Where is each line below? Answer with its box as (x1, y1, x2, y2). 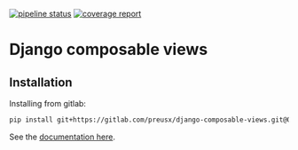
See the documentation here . (9, 131, 115, 142)
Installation (9, 75, 73, 90)
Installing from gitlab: (9, 99, 87, 108)
